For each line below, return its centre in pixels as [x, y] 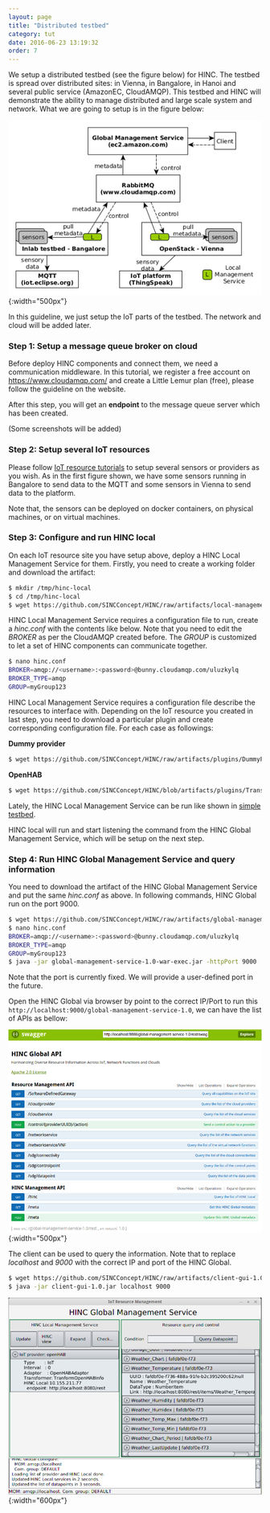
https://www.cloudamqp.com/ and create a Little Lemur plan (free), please [131, 381]
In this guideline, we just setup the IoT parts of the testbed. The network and [135, 317]
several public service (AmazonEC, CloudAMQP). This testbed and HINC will [135, 92]
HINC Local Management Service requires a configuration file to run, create [133, 620]
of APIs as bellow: [38, 1018]
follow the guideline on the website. [67, 389]
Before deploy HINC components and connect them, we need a [113, 364]
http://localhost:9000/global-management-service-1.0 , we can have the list [135, 1010]
